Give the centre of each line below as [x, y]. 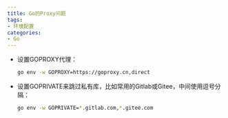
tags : [15, 20]
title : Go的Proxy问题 [37, 13]
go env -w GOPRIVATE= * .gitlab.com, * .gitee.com [85, 108]
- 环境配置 [21, 26]
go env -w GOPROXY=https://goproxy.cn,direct [83, 73]
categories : [24, 33]
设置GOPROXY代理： [47, 60]
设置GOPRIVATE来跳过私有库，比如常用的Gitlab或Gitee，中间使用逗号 [116, 86]
